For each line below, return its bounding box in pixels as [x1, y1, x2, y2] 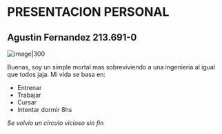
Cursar [17, 98, 37, 107]
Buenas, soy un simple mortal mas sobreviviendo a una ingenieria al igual [7, 63, 216, 71]
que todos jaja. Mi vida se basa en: [7, 70, 105, 78]
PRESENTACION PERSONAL [7, 4, 170, 20]
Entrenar [17, 84, 42, 91]
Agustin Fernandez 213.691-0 [7, 32, 137, 43]
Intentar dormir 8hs [17, 106, 72, 113]
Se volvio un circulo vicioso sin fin [7, 119, 104, 127]
